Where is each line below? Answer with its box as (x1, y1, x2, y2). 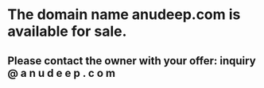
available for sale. (7, 22, 127, 40)
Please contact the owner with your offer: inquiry (7, 54, 256, 67)
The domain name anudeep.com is (7, 6, 241, 24)
